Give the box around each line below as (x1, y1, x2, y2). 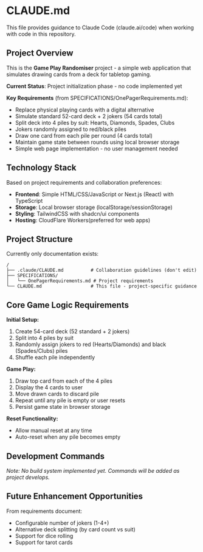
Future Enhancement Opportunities (6, 491, 143, 501)
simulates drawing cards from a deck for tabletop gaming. (6, 71, 152, 78)
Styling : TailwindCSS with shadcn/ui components (15, 210, 140, 217)
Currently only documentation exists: (6, 250, 99, 258)
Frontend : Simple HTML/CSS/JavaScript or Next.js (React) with (15, 190, 174, 198)
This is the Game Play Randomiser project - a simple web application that (6, 64, 191, 71)
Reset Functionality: (6, 415, 58, 422)
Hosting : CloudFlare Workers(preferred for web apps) (15, 216, 151, 224)
